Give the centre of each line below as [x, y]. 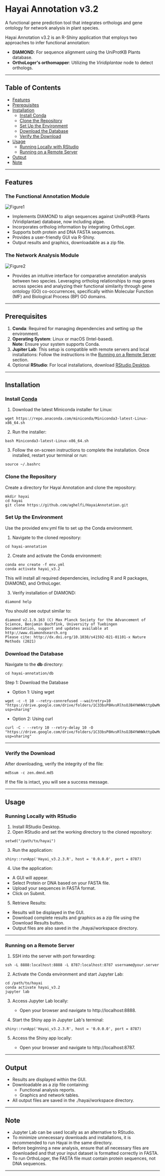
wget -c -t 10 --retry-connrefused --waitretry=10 [58, 701]
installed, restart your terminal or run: [50, 455]
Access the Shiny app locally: [42, 1038]
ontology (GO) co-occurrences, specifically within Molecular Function [83, 291]
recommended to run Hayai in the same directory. [62, 1143]
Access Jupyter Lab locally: [40, 1001]
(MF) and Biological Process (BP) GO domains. [59, 296]
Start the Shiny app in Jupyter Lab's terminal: [58, 1020]
